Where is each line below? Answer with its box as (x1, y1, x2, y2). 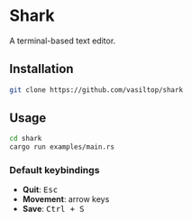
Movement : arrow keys (22, 194, 110, 205)
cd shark (9, 134, 42, 143)
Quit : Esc (22, 184, 59, 195)
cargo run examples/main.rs (9, 143, 115, 152)
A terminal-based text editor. (9, 35, 116, 46)
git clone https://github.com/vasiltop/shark (9, 85, 183, 95)
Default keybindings (9, 164, 100, 177)
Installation (9, 61, 74, 77)
